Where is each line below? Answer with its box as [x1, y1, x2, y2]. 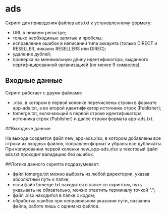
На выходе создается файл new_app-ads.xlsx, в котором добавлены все [5, 135, 161, 141]
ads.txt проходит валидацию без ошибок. [5, 151, 94, 157]
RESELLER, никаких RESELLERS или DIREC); [12, 45, 106, 51]
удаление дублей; [12, 51, 51, 57]
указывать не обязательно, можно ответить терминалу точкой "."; [12, 187, 155, 193]
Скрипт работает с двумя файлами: [5, 89, 82, 96]
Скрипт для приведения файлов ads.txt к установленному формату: [5, 20, 152, 26]
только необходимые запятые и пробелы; [12, 35, 103, 41]
